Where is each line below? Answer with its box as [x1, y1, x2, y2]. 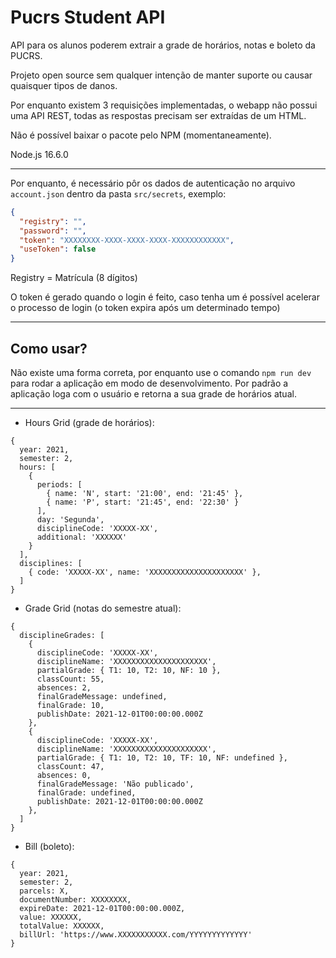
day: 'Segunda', [36, 515, 105, 525]
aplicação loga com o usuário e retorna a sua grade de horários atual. [10, 388, 297, 400]
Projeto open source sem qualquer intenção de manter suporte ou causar [10, 69, 313, 81]
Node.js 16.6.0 [10, 148, 69, 160]
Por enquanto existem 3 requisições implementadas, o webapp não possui [10, 99, 318, 111]
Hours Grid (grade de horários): [24, 417, 155, 428]
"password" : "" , [19, 226, 87, 236]
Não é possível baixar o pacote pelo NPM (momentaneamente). [10, 129, 272, 141]
